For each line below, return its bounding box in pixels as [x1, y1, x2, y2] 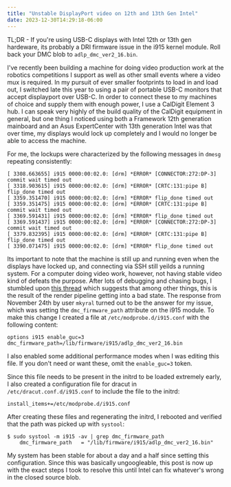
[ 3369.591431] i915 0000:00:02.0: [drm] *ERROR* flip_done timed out [7, 213, 214, 219]
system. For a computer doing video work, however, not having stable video [7, 269, 222, 277]
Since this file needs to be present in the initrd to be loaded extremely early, [7, 372, 222, 380]
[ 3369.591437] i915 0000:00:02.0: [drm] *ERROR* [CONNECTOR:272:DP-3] [7, 218, 217, 226]
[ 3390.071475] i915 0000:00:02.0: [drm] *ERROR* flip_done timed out [7, 242, 214, 250]
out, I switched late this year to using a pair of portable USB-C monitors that [7, 85, 222, 94]
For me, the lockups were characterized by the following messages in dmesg [7, 149, 221, 158]
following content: [7, 321, 58, 329]
